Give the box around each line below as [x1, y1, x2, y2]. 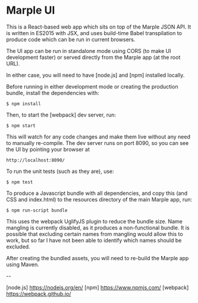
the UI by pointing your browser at [6, 146, 90, 153]
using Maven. [6, 261, 40, 268]
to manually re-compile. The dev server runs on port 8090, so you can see [6, 139, 189, 146]
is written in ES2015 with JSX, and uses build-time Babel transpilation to [6, 29, 183, 36]
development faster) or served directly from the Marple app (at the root [6, 53, 181, 61]
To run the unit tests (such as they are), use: [6, 168, 114, 175]
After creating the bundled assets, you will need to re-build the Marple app [6, 254, 189, 261]
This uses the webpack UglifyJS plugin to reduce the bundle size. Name [6, 217, 183, 225]
